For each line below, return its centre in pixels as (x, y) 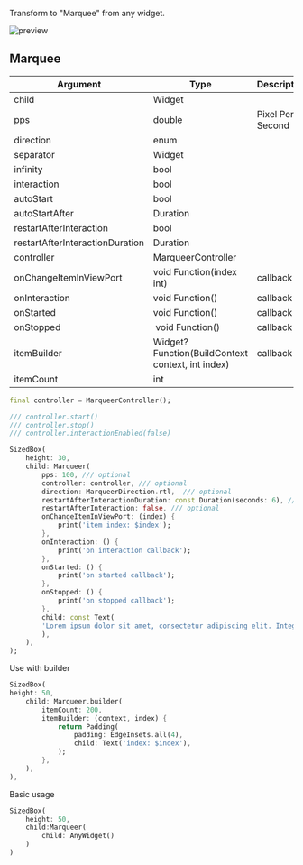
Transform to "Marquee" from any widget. (87, 13)
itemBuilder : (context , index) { (105, 718)
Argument (79, 84)
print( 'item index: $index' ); (114, 525)
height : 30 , (48, 458)
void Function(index (195, 271)
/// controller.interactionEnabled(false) (90, 433)
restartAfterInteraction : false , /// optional (131, 509)
